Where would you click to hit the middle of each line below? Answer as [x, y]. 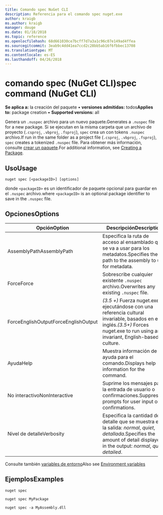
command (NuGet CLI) [51, 94]
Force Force [21, 283]
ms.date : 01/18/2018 [26, 32]
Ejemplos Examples [34, 479]
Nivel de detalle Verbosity [36, 434]
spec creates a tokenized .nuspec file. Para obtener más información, [73, 143]
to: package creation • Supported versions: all [52, 112]
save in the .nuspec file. [28, 199]
